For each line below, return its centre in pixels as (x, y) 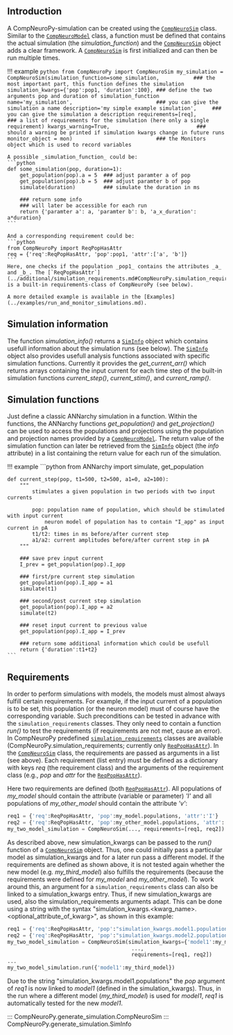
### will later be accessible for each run (84, 205)
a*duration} (24, 218)
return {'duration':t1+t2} (59, 650)
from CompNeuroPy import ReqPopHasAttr (65, 248)
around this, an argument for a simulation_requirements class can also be (113, 886)
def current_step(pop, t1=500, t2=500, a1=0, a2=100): (88, 480)
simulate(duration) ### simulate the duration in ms (110, 187)
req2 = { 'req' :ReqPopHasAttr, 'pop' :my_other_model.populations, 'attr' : (116, 823)
